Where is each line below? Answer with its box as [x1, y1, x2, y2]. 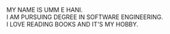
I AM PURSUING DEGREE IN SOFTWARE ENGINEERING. [6, 13, 163, 21]
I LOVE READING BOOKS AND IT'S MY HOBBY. [6, 20, 139, 28]
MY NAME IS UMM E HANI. [6, 6, 83, 14]
